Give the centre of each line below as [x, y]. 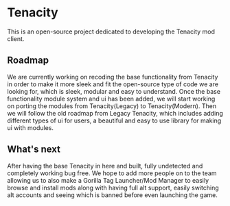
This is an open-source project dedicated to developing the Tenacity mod [111, 31]
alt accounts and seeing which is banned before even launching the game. [112, 195]
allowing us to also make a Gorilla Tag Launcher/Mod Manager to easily [108, 180]
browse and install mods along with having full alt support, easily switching [113, 188]
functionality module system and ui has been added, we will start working [111, 99]
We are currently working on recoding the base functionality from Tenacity [113, 77]
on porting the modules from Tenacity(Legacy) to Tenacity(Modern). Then [112, 106]
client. [16, 38]
